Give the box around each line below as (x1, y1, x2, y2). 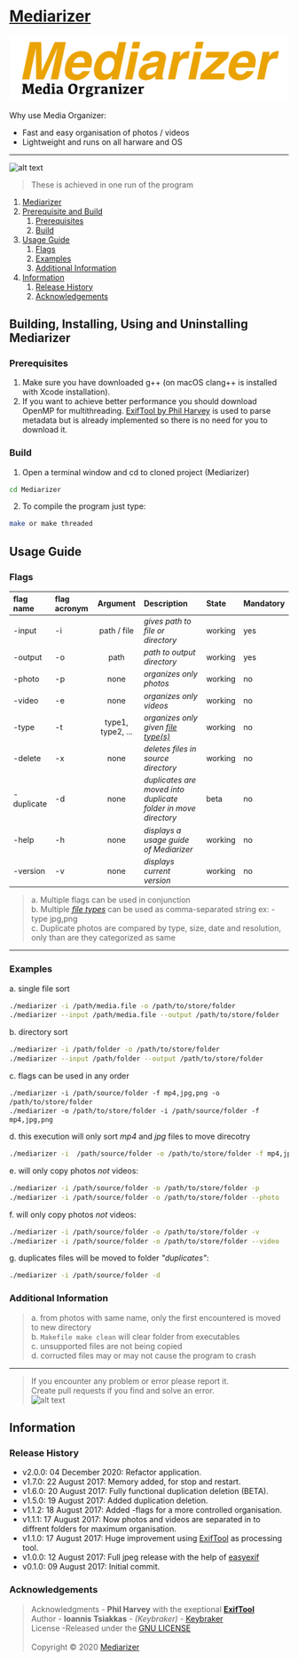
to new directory (30, 1322, 91, 1332)
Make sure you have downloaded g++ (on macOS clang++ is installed (21, 377, 278, 388)
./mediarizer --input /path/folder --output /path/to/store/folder (9, 1054, 264, 1063)
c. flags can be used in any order (9, 1070, 130, 1081)
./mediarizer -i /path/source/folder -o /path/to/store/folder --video (9, 1236, 279, 1245)
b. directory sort (9, 1027, 68, 1037)
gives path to (143, 616, 192, 626)
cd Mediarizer (9, 485, 62, 494)
